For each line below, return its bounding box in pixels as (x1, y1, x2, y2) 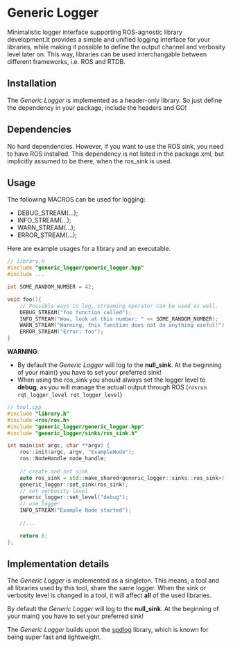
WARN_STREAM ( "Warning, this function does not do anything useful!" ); (19, 322, 228, 329)
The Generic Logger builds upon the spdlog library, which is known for (7, 626, 209, 634)
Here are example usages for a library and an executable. (7, 245, 171, 253)
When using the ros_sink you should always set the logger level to (17, 375, 206, 384)
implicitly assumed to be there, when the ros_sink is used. (7, 156, 172, 165)
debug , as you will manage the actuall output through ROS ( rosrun (17, 383, 207, 391)
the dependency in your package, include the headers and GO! (7, 103, 187, 112)
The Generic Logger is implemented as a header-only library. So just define (7, 96, 223, 104)
